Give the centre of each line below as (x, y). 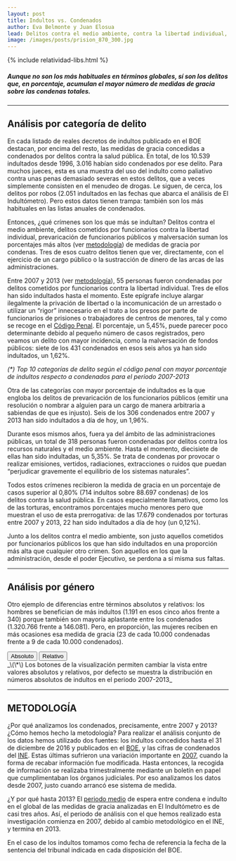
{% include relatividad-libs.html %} (58, 60)
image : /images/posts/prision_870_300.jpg (70, 40)
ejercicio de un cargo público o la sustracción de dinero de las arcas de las (116, 259)
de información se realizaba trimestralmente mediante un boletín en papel (114, 770)
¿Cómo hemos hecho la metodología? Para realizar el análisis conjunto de (114, 733)
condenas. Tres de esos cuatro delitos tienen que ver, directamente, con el (116, 252)
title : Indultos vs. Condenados (54, 20)
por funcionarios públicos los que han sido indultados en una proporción (112, 543)
